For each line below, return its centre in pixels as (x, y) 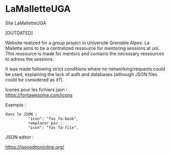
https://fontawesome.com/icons (39, 95)
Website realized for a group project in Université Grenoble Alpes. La (77, 43)
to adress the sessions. (30, 59)
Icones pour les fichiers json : (36, 89)
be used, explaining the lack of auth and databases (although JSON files (81, 74)
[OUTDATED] (19, 33)
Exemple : (16, 105)
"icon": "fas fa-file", (53, 127)
